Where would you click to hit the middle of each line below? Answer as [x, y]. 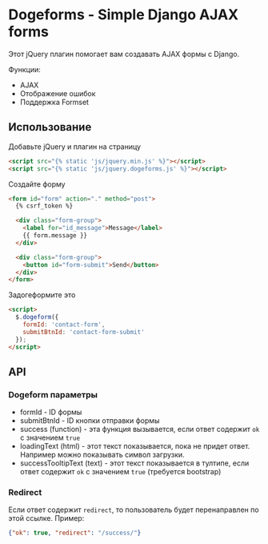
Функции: [25, 69]
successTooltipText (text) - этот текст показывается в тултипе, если [134, 463]
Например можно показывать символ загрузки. [102, 455]
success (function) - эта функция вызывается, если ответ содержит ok [140, 429]
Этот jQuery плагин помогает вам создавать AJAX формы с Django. [124, 54]
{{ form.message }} [55, 236]
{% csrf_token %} [44, 206]
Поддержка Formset [54, 102]
